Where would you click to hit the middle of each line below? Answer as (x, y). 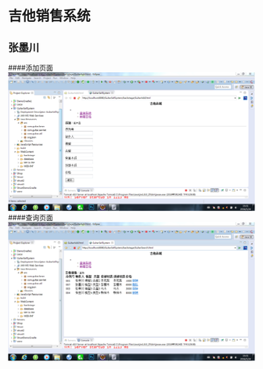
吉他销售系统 (50, 16)
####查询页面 (31, 217)
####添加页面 (31, 68)
